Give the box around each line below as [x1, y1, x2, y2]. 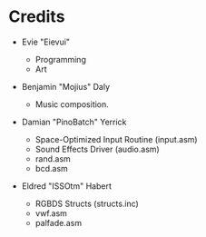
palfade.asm [34, 217, 83, 228]
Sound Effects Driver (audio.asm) [34, 143, 160, 154]
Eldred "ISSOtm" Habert [21, 180, 113, 192]
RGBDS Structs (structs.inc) [34, 198, 140, 209]
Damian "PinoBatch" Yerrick [21, 116, 127, 127]
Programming [34, 54, 87, 64]
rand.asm [34, 153, 72, 164]
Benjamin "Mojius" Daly [21, 81, 111, 92]
